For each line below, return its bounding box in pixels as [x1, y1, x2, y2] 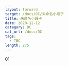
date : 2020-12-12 [5, 20, 40, 26]
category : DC [5, 25, 32, 30]
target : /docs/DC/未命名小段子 [5, 12, 64, 16]
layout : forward [5, 7, 38, 12]
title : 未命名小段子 [5, 16, 42, 21]
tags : [5, 34, 16, 39]
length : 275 [5, 43, 29, 48]
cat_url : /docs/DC [5, 29, 42, 34]
